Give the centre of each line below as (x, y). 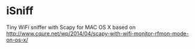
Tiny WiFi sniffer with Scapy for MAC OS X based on (71, 27)
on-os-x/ (17, 40)
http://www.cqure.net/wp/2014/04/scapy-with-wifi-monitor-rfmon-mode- (97, 33)
